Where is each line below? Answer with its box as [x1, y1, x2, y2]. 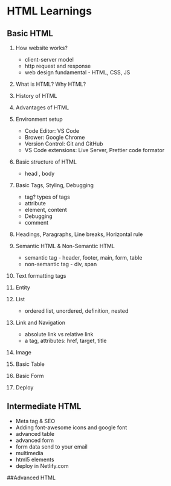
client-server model [24, 56, 74, 63]
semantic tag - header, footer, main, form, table [24, 254, 143, 261]
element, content [24, 206, 67, 213]
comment [24, 219, 49, 226]
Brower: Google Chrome [24, 134, 85, 141]
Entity [15, 284, 31, 291]
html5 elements [15, 456, 54, 463]
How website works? [15, 44, 68, 51]
